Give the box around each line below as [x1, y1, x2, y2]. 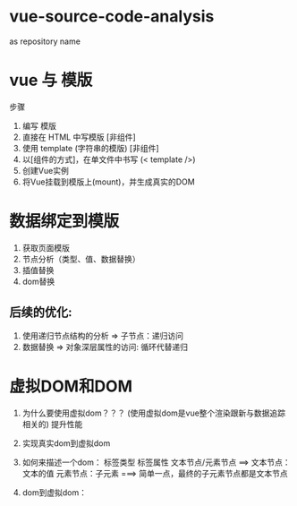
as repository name [9, 36, 81, 47]
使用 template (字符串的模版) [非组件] [21, 142, 159, 153]
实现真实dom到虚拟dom [21, 437, 111, 449]
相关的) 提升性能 [21, 418, 83, 429]
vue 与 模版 [9, 70, 93, 90]
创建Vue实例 [21, 165, 69, 176]
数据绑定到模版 [9, 211, 120, 232]
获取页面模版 [21, 242, 70, 253]
